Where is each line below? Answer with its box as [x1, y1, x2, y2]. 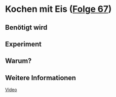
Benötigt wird [5, 23, 48, 32]
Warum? [5, 57, 32, 65]
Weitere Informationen [5, 73, 77, 82]
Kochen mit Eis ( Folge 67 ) [5, 3, 112, 15]
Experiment [5, 40, 42, 48]
